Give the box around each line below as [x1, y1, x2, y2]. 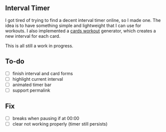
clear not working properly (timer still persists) [12, 121, 108, 127]
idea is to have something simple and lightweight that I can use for [5, 22, 142, 28]
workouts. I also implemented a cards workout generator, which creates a [5, 27, 156, 34]
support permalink [12, 87, 51, 93]
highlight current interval [12, 76, 63, 82]
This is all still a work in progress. [5, 42, 74, 49]
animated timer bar [12, 82, 51, 88]
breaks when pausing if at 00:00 [12, 115, 80, 121]
